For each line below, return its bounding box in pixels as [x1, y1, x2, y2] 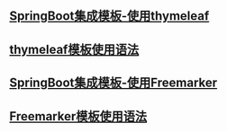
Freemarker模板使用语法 [9, 109, 147, 124]
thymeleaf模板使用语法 [9, 41, 140, 57]
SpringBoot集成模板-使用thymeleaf [9, 8, 210, 24]
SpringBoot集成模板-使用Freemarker [9, 75, 218, 91]
